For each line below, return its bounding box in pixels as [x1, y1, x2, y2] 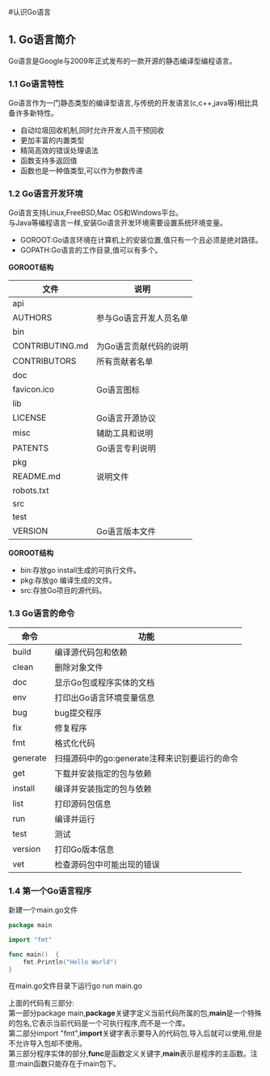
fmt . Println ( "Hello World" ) [23, 958, 117, 966]
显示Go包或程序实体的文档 [54, 676, 155, 688]
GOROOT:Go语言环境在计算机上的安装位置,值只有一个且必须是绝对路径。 [19, 235, 263, 245]
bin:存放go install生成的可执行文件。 [19, 566, 141, 575]
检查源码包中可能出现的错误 [54, 858, 160, 870]
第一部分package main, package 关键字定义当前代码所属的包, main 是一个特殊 [8, 1008, 262, 1018]
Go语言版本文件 [96, 526, 156, 537]
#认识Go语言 [8, 7, 51, 16]
